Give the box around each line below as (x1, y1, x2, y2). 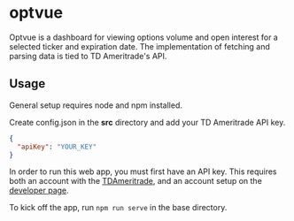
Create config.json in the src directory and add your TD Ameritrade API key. (9, 117, 286, 127)
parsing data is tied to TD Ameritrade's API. (9, 50, 167, 61)
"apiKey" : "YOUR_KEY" (17, 142, 97, 151)
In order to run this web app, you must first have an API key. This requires (9, 166, 277, 177)
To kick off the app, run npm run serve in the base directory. (9, 202, 228, 213)
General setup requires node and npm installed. (9, 100, 183, 110)
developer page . (9, 185, 69, 196)
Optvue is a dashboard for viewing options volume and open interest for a (9, 32, 279, 42)
